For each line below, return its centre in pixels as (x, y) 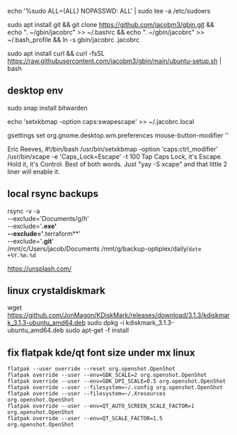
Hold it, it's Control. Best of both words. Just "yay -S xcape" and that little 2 (117, 164)
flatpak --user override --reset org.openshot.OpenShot (91, 369)
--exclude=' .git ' (31, 241)
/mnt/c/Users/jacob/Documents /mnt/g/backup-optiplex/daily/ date (104, 249)
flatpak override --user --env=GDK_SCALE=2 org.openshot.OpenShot (107, 375)
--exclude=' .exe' (32, 226)
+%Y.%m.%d (22, 255)
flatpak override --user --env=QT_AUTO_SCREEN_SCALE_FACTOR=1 (101, 406)
